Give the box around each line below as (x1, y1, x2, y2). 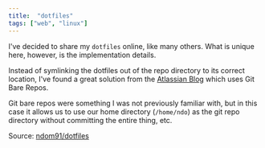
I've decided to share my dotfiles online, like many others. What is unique (8, 41, 255, 51)
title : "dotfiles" (8, 11, 74, 20)
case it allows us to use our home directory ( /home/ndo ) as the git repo (8, 106, 240, 117)
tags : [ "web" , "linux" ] (8, 19, 88, 27)
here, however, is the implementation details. (8, 50, 157, 60)
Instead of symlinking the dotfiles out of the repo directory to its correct (8, 65, 245, 75)
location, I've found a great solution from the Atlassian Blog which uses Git (8, 74, 255, 84)
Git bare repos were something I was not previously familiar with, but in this (8, 98, 258, 108)
